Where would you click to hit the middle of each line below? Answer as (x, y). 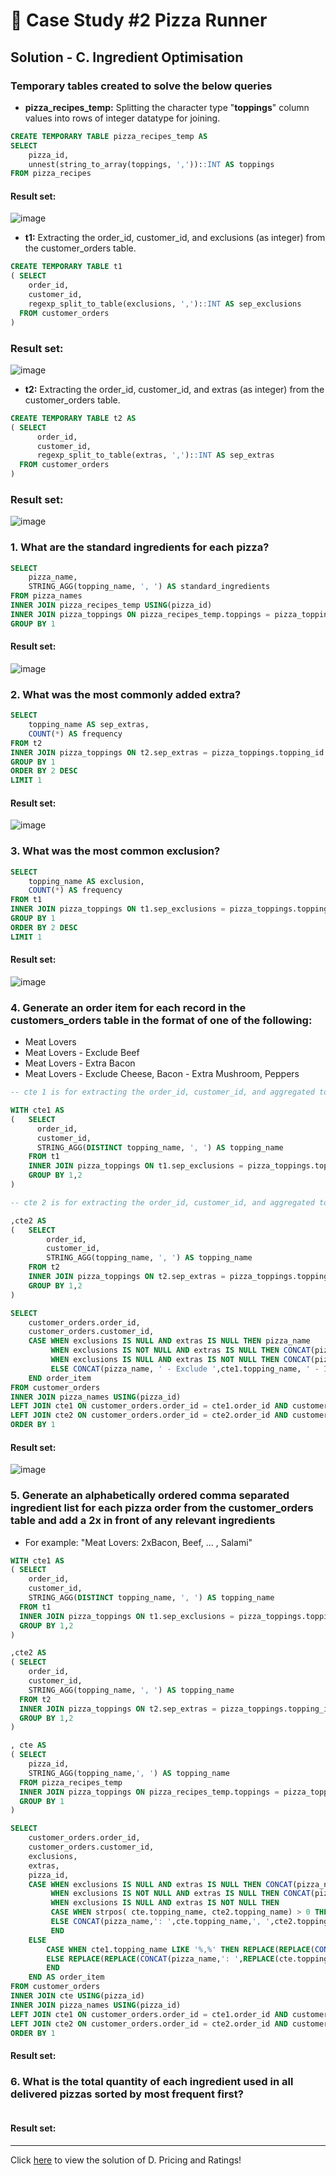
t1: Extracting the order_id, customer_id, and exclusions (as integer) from (175, 238)
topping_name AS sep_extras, (89, 725)
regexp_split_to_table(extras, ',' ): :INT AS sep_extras (155, 455)
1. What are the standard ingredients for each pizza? (140, 547)
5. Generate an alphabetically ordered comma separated (150, 1496)
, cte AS (28, 1745)
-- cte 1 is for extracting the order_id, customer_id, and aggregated (162, 1092)
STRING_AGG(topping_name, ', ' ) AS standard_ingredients (149, 587)
